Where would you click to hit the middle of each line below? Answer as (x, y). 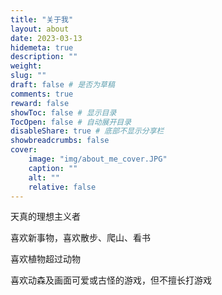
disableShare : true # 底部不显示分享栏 (87, 131)
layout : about (40, 29)
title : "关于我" (42, 19)
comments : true (42, 94)
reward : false (40, 103)
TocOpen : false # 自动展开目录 (71, 122)
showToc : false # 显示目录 (63, 112)
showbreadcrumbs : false (60, 141)
